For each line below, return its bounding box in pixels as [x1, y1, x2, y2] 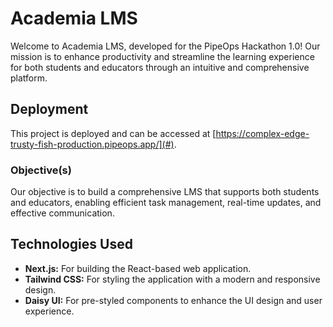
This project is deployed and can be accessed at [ [10, 127, 217, 139]
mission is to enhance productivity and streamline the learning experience [10, 50, 315, 62]
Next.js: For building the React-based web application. [24, 262, 252, 274]
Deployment [10, 101, 89, 118]
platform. [10, 72, 48, 84]
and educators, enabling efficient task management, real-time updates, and [10, 197, 322, 209]
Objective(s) [10, 163, 72, 177]
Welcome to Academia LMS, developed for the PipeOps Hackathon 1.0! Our [10, 40, 321, 52]
